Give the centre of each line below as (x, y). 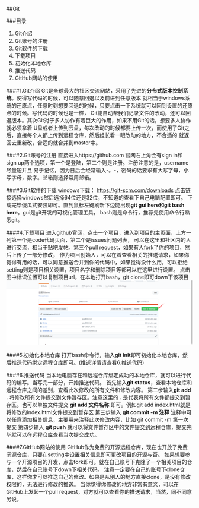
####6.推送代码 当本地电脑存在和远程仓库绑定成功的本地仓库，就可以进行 (96, 375)
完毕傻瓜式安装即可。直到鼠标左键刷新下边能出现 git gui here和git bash (98, 205)
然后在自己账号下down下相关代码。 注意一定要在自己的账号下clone (98, 469)
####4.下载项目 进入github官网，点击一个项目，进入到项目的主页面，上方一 (99, 232)
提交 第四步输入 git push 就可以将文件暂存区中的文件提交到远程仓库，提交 (96, 427)
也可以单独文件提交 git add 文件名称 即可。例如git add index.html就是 (106, 405)
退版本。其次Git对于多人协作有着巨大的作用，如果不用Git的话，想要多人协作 (99, 120)
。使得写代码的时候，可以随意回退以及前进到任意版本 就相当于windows (98, 98)
